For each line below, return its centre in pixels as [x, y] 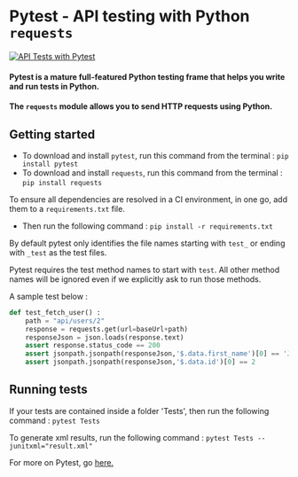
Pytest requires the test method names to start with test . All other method [145, 270]
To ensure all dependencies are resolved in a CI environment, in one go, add [149, 199]
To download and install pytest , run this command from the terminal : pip [155, 155]
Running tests [49, 390]
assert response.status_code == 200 [93, 346]
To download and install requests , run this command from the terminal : [152, 172]
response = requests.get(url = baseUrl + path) [107, 329]
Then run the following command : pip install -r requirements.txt [147, 226]
